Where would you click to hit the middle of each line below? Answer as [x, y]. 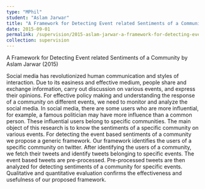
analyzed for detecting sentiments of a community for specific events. [95, 166]
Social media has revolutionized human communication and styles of [93, 76]
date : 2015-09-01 [28, 29]
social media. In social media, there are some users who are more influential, [103, 108]
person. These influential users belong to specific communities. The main [99, 121]
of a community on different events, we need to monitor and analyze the [97, 102]
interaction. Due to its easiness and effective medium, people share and [97, 82]
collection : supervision [38, 40]
